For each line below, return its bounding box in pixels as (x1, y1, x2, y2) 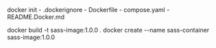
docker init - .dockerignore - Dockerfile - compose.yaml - (7, 6, 170, 14)
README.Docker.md (7, 13, 65, 21)
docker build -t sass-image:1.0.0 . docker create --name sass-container (7, 26, 210, 34)
